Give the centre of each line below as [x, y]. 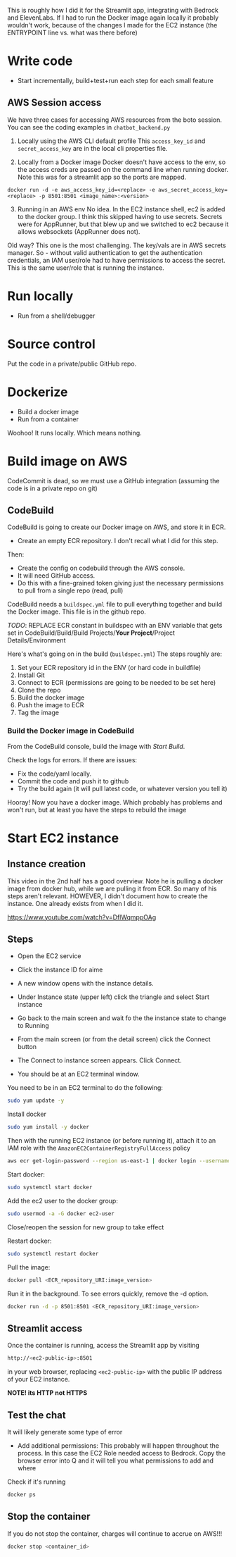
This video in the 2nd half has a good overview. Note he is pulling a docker [115, 881]
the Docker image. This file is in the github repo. [77, 612]
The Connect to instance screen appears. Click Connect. [100, 1060]
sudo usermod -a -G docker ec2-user [61, 1214]
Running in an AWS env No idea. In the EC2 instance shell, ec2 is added [121, 209]
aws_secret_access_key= [193, 190]
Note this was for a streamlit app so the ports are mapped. [102, 177]
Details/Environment [37, 640]
